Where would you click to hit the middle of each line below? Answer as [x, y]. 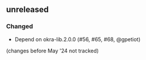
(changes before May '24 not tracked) [53, 51]
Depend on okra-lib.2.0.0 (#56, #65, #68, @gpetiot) [77, 39]
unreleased [27, 10]
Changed [20, 26]
